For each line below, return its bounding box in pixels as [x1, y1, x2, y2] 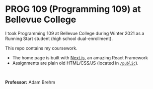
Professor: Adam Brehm [5, 79, 56, 85]
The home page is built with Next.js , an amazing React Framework [12, 54, 148, 60]
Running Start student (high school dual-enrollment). [5, 36, 113, 42]
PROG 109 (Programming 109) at [5, 3, 141, 15]
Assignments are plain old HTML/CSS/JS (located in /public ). [12, 60, 139, 66]
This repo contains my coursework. [5, 45, 78, 51]
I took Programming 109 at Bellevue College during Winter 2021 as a [5, 30, 145, 36]
